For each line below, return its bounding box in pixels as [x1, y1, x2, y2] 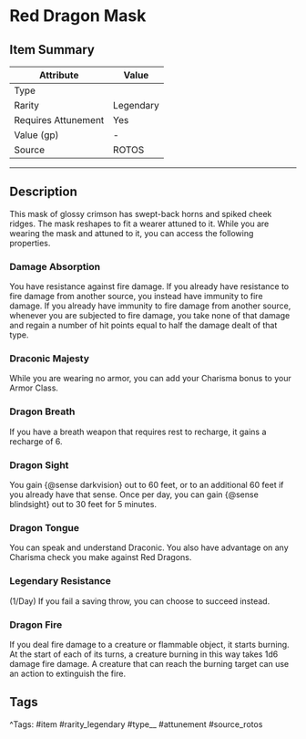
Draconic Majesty [9, 352, 89, 365]
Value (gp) [14, 129, 59, 141]
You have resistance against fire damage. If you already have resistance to [9, 281, 290, 292]
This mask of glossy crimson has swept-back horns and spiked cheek [9, 208, 272, 219]
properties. [9, 237, 51, 248]
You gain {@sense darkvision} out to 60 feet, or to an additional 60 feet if [9, 480, 284, 490]
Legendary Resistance [9, 575, 111, 588]
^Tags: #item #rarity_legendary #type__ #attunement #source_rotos [9, 718, 263, 730]
